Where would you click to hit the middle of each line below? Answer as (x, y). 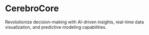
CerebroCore (32, 9)
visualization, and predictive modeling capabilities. (56, 27)
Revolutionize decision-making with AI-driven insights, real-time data (74, 22)
